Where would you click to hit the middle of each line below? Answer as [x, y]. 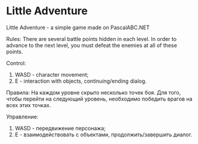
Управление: [22, 117]
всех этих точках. [29, 105]
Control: [16, 63]
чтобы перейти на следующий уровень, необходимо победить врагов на [99, 99]
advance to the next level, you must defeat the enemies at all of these [92, 45]
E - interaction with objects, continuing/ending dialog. [81, 81]
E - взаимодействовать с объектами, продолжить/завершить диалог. [103, 134]
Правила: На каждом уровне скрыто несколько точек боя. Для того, [94, 92]
